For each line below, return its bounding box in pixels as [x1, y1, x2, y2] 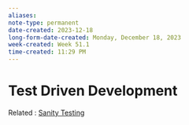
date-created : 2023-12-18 [8, 26, 93, 34]
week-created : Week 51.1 [8, 41, 90, 49]
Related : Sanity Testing [8, 108, 85, 117]
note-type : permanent [8, 19, 80, 27]
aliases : [8, 11, 37, 20]
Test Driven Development [8, 82, 178, 100]
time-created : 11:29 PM [8, 48, 87, 56]
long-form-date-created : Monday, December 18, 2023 [8, 33, 181, 42]
